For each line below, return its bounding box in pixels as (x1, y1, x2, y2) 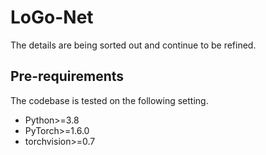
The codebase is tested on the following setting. (10, 94, 209, 106)
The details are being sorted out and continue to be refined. (10, 39, 257, 51)
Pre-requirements (10, 68, 125, 85)
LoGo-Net (10, 6, 94, 29)
